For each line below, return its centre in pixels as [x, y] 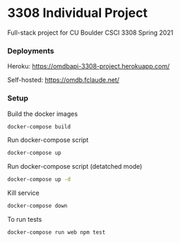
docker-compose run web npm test [56, 232]
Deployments [31, 51]
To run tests [25, 220]
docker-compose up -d [39, 179]
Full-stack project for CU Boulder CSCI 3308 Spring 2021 [90, 32]
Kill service [24, 193]
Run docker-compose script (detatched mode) [75, 167]
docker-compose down [38, 206]
